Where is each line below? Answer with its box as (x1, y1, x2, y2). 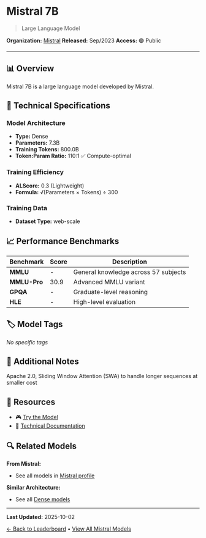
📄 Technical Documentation (15, 422, 85, 430)
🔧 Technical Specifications (6, 100, 110, 111)
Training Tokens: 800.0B (15, 146, 79, 153)
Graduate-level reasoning (73, 287, 148, 296)
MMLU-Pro (9, 278, 44, 286)
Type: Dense (15, 133, 48, 140)
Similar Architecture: (6, 484, 61, 491)
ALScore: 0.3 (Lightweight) (15, 182, 85, 189)
